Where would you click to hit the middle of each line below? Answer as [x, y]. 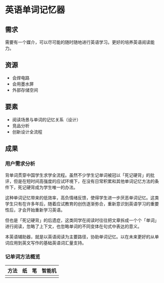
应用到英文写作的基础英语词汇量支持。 [48, 243]
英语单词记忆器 [35, 10]
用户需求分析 [20, 163]
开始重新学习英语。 [45, 210]
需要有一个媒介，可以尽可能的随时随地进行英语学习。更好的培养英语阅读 [78, 42]
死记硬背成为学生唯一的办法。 [48, 187]
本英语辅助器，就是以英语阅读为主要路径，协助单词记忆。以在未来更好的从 [80, 237]
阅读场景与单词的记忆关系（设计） [46, 120]
